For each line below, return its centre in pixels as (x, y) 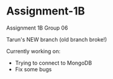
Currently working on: (33, 51)
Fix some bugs (34, 69)
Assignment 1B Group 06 (37, 28)
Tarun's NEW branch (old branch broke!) (57, 39)
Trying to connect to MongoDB (53, 63)
